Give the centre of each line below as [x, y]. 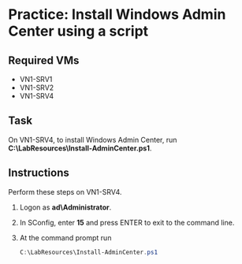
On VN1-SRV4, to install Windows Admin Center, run [93, 139]
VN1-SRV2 [37, 87]
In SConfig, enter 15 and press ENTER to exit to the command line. [127, 222]
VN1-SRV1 [36, 79]
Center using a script [78, 31]
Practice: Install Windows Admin [117, 15]
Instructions [39, 173]
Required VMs [44, 60]
